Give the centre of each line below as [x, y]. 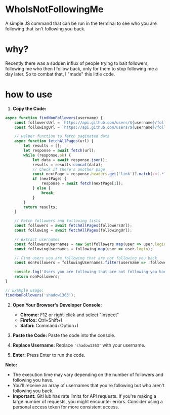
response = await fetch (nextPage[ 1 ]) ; [82, 183]
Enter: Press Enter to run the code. [49, 355]
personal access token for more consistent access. [66, 407]
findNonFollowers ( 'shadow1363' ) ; [40, 295]
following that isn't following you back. [45, 28]
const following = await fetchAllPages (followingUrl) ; [73, 231]
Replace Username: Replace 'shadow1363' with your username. [79, 345]
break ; [48, 193]
